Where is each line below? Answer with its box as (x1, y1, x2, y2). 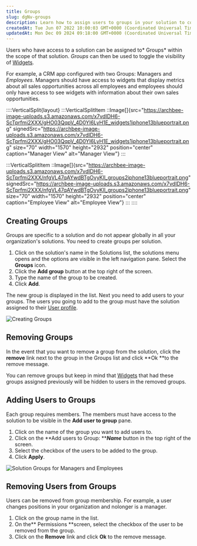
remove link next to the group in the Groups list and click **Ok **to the (6, 354, 179, 361)
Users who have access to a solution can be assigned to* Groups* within (6, 46, 183, 53)
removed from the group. (14, 527, 76, 534)
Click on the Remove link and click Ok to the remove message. (14, 533, 167, 540)
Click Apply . (14, 453, 45, 460)
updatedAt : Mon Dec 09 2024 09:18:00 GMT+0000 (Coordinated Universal (6, 30, 182, 36)
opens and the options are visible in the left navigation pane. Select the (14, 255, 186, 262)
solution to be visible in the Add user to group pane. (6, 417, 133, 424)
